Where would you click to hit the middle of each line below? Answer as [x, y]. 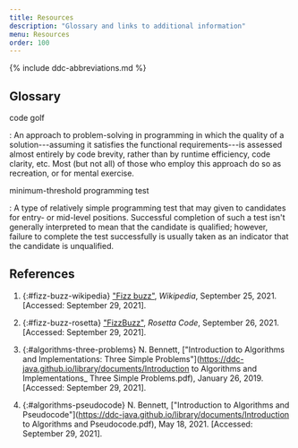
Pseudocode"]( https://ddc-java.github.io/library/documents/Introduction [156, 414]
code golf [27, 118]
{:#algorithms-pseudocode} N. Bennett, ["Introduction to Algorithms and [156, 405]
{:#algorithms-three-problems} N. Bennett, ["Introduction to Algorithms [153, 349]
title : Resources [42, 17]
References [42, 274]
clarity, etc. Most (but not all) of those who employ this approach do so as [145, 164]
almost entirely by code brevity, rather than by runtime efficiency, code [140, 154]
